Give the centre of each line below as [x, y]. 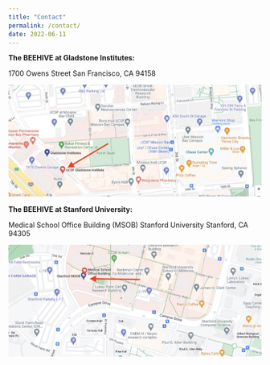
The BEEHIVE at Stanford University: [70, 209]
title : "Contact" [37, 17]
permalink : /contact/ [45, 25]
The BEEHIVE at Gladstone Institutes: [72, 58]
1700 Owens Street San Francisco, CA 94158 [82, 73]
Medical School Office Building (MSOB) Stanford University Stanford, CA [129, 225]
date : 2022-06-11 [37, 34]
